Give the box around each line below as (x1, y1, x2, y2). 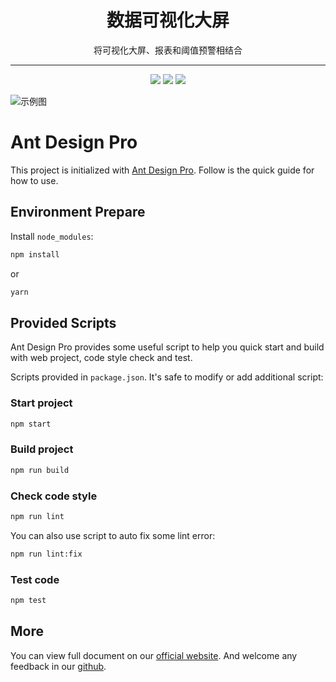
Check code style (10, 489, 98, 503)
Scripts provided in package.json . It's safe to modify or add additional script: (10, 371, 324, 383)
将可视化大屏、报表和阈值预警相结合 (93, 44, 243, 56)
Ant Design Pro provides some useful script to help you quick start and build (10, 341, 325, 353)
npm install (10, 249, 60, 260)
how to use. (10, 174, 59, 186)
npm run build (10, 465, 70, 475)
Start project (10, 396, 73, 410)
